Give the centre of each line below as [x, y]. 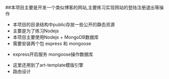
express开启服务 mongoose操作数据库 [53, 54]
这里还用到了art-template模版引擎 [48, 65]
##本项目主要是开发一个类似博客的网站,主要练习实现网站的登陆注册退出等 [82, 7]
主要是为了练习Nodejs [36, 31]
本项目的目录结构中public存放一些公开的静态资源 [64, 25]
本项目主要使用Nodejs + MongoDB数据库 [55, 37]
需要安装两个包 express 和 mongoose [52, 44]
